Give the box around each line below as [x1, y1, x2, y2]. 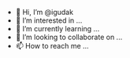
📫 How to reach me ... [15, 42, 89, 50]
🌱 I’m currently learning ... [15, 24, 100, 33]
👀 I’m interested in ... [15, 16, 83, 25]
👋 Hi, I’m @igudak [15, 8, 73, 16]
